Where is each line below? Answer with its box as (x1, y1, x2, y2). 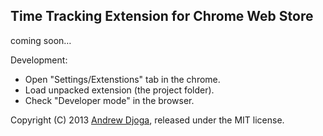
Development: (10, 54, 68, 66)
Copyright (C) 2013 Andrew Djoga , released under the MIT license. (10, 114, 285, 126)
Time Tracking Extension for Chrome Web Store (10, 8, 314, 25)
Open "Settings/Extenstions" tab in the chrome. (24, 73, 221, 85)
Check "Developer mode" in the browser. (24, 94, 195, 106)
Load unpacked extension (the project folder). (24, 84, 215, 96)
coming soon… (10, 34, 72, 46)
